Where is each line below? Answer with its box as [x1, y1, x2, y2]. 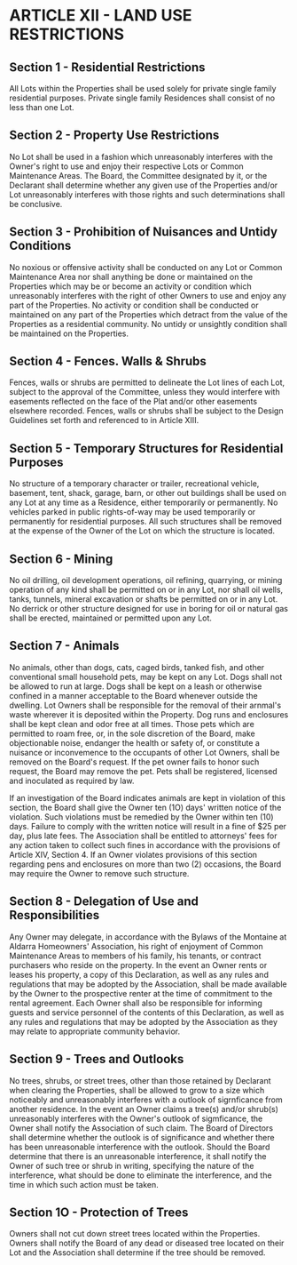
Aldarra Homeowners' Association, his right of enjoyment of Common [9, 941, 263, 951]
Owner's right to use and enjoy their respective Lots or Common [9, 161, 244, 172]
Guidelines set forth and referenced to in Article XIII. [9, 415, 199, 426]
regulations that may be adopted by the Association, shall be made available [9, 979, 287, 989]
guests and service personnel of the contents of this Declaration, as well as [9, 1006, 285, 1018]
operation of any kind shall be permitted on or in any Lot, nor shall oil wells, [9, 584, 284, 596]
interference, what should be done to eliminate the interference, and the [9, 1170, 272, 1181]
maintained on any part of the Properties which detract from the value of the [9, 308, 288, 320]
